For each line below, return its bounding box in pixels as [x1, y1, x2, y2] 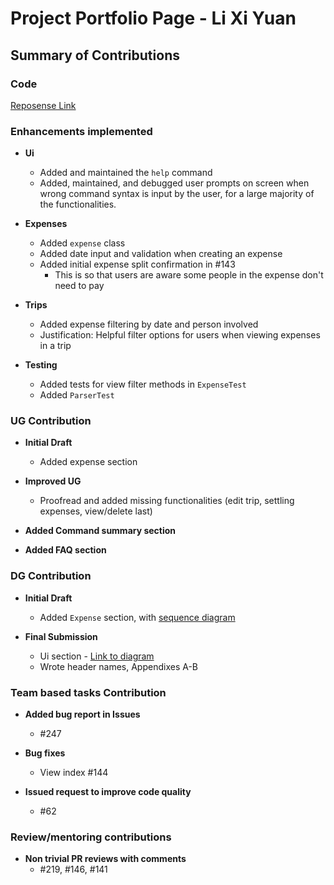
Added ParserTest [39, 389, 115, 401]
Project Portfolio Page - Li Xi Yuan [10, 7, 297, 30]
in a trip [39, 340, 72, 352]
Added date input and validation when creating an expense [39, 248, 283, 260]
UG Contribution [10, 414, 92, 428]
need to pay [54, 280, 105, 292]
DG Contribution [10, 569, 92, 583]
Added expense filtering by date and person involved [39, 318, 259, 331]
